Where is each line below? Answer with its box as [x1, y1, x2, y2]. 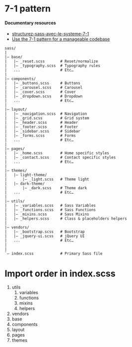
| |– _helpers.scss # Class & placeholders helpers [4, 216, 127, 221]
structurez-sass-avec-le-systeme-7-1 [11, 31, 89, 37]
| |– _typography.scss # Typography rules [4, 63, 100, 68]
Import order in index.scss [4, 268, 116, 279]
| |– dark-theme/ [4, 181, 45, 186]
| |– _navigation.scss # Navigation [4, 111, 87, 116]
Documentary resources [4, 19, 57, 25]
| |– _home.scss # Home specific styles [4, 151, 110, 156]
